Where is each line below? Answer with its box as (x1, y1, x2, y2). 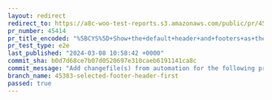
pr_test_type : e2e (7, 42, 70, 50)
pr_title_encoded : (7, 34, 70, 43)
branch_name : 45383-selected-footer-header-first (7, 72, 179, 80)
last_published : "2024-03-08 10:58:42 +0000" (7, 49, 164, 57)
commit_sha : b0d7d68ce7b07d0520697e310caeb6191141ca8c (7, 57, 197, 65)
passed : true (7, 79, 52, 87)
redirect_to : (7, 19, 52, 27)
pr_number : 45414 (7, 27, 67, 35)
